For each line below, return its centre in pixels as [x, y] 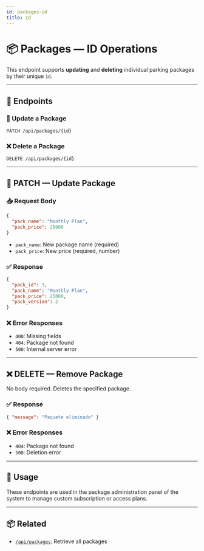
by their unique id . [29, 76]
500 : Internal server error [46, 349]
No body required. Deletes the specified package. [69, 389]
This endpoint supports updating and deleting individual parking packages [100, 70]
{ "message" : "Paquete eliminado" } [53, 417]
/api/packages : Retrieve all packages [61, 541]
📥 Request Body [31, 201]
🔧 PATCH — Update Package [61, 183]
